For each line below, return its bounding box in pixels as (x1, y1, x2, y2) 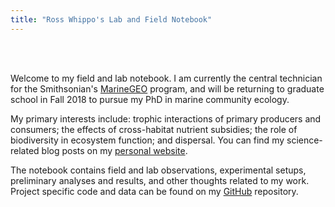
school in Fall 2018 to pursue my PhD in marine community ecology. (10, 93, 290, 105)
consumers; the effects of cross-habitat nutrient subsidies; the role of (10, 123, 298, 135)
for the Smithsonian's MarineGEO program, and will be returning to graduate (10, 82, 325, 95)
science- (286, 134, 323, 146)
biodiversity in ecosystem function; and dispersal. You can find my (10, 134, 285, 146)
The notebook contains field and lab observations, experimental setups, (10, 164, 307, 176)
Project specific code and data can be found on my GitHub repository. (10, 185, 299, 197)
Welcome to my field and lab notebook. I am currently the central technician (10, 72, 323, 84)
